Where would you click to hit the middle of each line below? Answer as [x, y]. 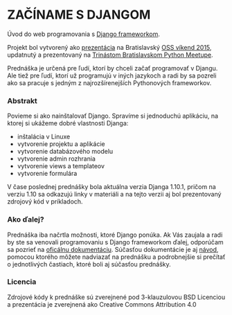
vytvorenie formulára [47, 174]
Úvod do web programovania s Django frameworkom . [84, 34]
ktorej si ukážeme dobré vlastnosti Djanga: [68, 123]
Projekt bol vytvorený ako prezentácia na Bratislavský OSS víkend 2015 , [109, 47]
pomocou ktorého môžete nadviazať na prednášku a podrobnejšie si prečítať [116, 257]
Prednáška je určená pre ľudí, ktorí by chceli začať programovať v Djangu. [113, 68]
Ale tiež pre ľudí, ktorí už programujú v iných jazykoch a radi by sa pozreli [112, 75]
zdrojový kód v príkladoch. [45, 201]
